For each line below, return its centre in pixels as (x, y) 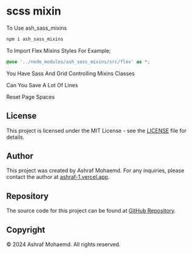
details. (15, 137)
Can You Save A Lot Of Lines (42, 85)
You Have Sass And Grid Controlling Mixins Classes (71, 73)
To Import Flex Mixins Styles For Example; (58, 50)
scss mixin (34, 11)
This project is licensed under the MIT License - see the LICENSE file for (96, 130)
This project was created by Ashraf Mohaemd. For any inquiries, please (95, 170)
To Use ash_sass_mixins (37, 28)
